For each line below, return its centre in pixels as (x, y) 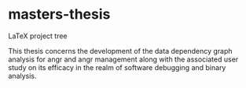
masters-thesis (59, 14)
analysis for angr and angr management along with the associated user (123, 59)
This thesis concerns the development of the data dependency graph (121, 51)
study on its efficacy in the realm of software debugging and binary (117, 67)
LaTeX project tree (38, 36)
